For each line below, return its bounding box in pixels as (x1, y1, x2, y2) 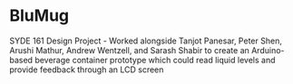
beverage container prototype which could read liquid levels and (34, 54, 276, 65)
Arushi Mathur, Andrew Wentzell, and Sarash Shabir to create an (9, 44, 249, 55)
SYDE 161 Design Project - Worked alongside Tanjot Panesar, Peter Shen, (9, 35, 283, 46)
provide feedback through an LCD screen (9, 64, 164, 75)
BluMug (9, 5, 70, 26)
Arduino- (250, 44, 285, 55)
